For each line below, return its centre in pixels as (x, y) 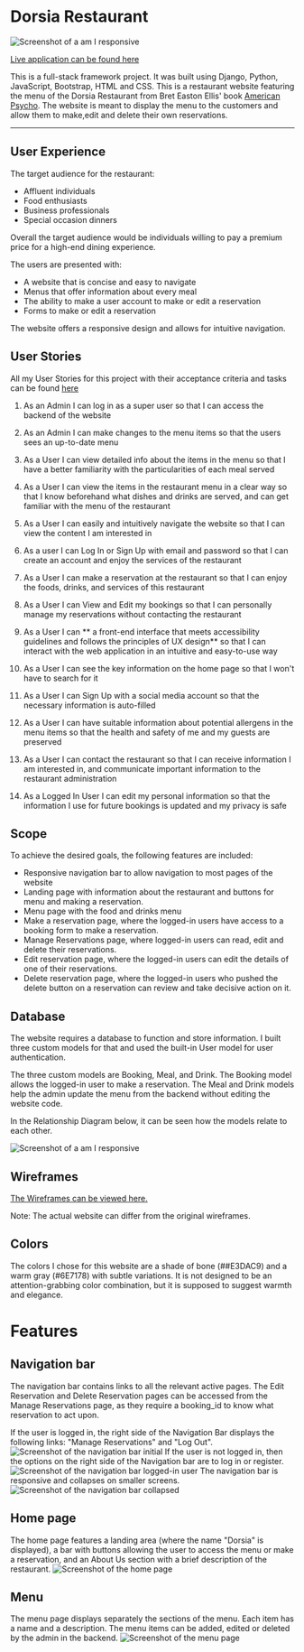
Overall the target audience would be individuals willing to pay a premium (147, 237)
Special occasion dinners (70, 219)
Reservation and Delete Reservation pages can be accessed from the (139, 1396)
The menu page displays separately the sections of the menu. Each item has (152, 1619)
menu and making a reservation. (83, 902)
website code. (37, 1104)
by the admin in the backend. (64, 1638)
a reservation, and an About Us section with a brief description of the (139, 1559)
